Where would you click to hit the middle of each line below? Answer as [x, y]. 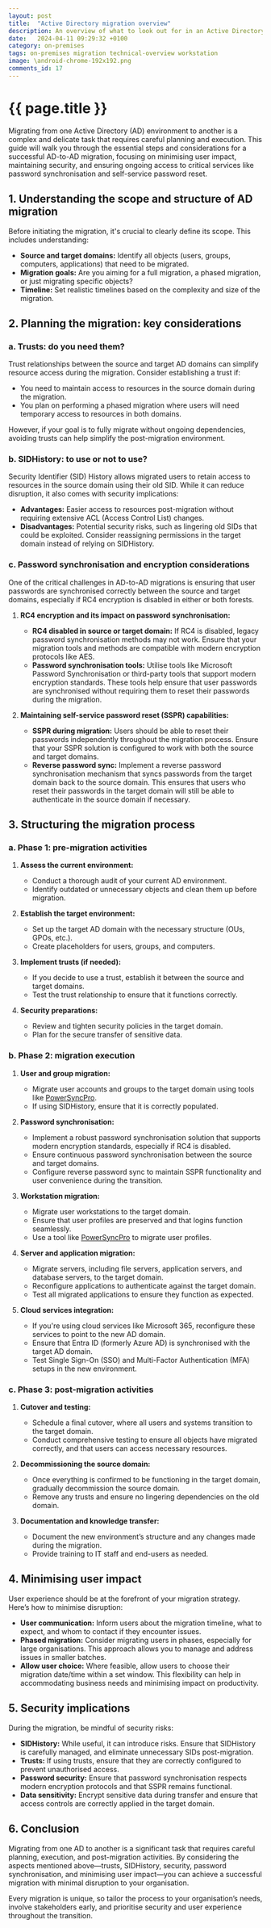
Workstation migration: [60, 1196]
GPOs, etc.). [52, 938]
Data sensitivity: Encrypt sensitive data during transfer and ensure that [139, 1795]
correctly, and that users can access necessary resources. [129, 1448]
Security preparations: [59, 1011]
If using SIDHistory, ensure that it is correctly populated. [125, 1106]
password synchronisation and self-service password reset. [108, 174]
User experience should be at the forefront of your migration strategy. [124, 1599]
